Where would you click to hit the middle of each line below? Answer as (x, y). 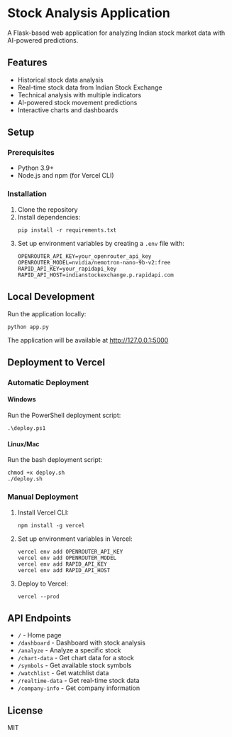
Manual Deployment (43, 497)
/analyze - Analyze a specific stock (69, 650)
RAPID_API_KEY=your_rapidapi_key (67, 269)
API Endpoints (39, 618)
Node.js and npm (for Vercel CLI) (66, 176)
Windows (22, 399)
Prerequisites (31, 153)
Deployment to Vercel (56, 362)
